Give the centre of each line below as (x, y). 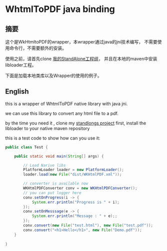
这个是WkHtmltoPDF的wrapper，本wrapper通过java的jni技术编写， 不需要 (81, 42)
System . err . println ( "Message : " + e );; (74, 216)
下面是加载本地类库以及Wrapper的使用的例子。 (54, 75)
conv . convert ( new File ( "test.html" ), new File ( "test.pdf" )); (88, 225)
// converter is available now (56, 183)
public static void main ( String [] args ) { (59, 156)
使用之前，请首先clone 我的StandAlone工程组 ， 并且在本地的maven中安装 (81, 59)
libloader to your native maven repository (47, 128)
